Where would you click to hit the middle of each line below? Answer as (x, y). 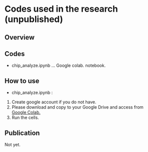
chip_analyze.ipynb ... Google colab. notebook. (58, 66)
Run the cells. (25, 117)
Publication (22, 133)
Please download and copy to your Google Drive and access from (78, 107)
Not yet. (12, 145)
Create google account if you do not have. (54, 102)
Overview (20, 37)
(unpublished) (34, 19)
